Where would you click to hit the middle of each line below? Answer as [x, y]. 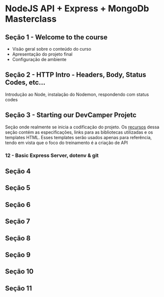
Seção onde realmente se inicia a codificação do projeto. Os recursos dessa [82, 127]
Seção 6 [18, 205]
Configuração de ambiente [39, 59]
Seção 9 [18, 254]
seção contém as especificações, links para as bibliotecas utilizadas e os [79, 132]
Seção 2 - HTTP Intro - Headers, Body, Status [76, 75]
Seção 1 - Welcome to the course [56, 37]
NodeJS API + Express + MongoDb [77, 9]
